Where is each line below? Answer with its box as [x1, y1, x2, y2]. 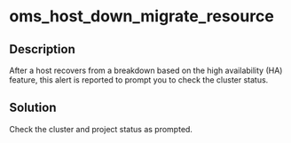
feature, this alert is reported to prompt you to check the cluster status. [9, 75, 269, 85]
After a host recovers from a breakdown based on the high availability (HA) [9, 65, 283, 75]
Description [9, 42, 75, 57]
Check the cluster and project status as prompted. [9, 123, 193, 134]
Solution [9, 100, 57, 115]
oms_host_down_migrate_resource [9, 6, 275, 27]
